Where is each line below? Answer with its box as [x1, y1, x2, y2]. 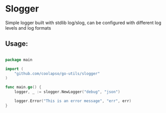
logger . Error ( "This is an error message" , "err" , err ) [14, 98, 132, 103]
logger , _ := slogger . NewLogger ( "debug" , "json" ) [14, 89, 121, 94]
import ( [5, 66, 24, 71]
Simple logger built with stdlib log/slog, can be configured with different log [5, 20, 162, 26]
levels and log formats [5, 25, 51, 31]
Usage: [5, 40, 29, 48]
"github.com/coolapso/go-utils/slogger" [14, 71, 100, 76]
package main [5, 57, 33, 62]
